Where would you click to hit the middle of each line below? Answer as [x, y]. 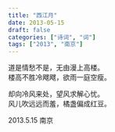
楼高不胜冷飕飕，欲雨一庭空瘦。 [59, 77]
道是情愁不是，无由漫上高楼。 [56, 68]
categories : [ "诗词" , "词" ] [52, 37]
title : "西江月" [33, 15]
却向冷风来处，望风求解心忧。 [56, 94]
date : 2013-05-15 [36, 23]
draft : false [29, 30]
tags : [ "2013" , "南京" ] [46, 45]
